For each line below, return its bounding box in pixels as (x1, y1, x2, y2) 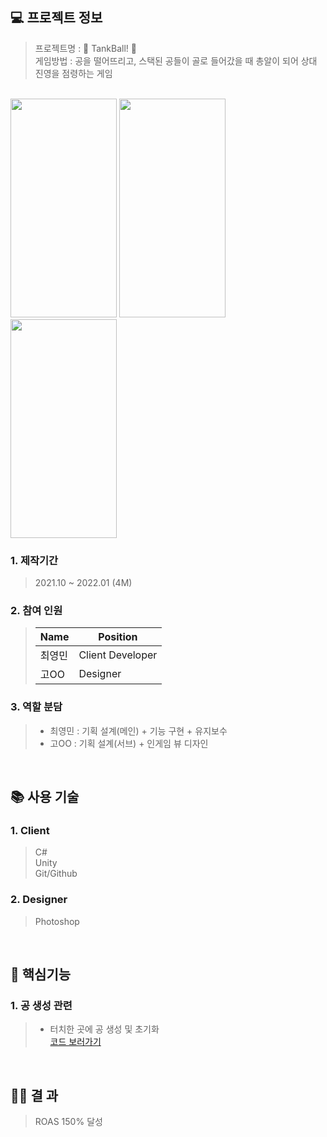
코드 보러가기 (49, 1036, 102, 1048)
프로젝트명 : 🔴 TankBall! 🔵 (34, 42, 138, 54)
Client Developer (78, 648, 158, 662)
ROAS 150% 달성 (34, 1116, 103, 1128)
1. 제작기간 (10, 553, 59, 567)
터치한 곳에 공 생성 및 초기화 (49, 1023, 160, 1035)
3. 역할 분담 (10, 700, 63, 714)
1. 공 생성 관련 (10, 999, 73, 1012)
